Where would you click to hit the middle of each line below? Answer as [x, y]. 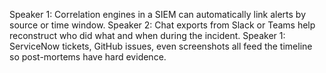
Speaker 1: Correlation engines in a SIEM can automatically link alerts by [158, 14]
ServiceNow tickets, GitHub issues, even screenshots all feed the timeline [161, 46]
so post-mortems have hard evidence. [88, 57]
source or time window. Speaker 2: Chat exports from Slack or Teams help [162, 25]
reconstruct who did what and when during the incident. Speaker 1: [147, 35]
